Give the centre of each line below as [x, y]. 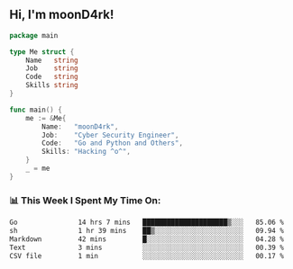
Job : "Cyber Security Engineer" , [110, 135]
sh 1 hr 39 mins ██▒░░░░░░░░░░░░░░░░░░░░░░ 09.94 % [146, 230]
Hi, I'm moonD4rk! [62, 15]
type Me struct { [42, 52]
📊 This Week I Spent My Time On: [85, 200]
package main [34, 35]
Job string [52, 68]
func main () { [36, 110]
